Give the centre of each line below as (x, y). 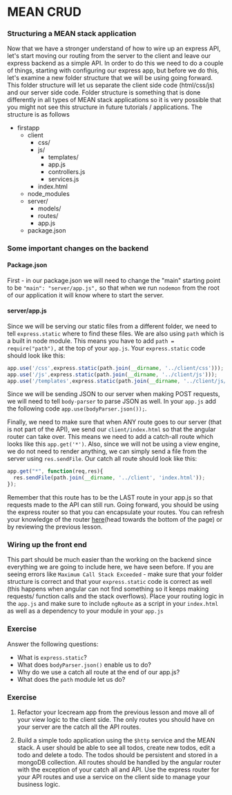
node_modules (49, 194)
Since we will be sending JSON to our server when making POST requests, (114, 394)
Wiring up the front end (47, 544)
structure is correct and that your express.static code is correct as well (110, 582)
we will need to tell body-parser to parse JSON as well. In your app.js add (112, 402)
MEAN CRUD (44, 12)
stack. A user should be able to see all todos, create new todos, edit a (116, 747)
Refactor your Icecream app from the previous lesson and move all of (116, 712)
